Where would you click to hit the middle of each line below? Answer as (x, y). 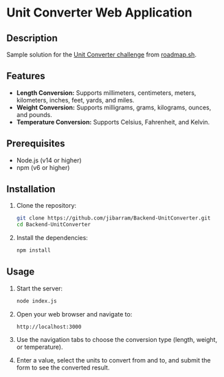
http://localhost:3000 (49, 327)
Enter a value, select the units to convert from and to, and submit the (113, 360)
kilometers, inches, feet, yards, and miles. (75, 100)
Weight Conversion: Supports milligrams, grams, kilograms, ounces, (114, 107)
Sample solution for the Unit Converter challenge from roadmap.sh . (102, 54)
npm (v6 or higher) (43, 167)
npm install (33, 250)
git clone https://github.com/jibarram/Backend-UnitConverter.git (113, 218)
